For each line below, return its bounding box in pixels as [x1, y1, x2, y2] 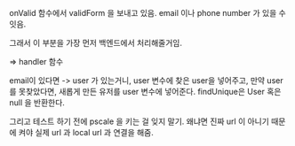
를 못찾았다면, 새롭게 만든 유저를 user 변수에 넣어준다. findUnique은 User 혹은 [9, 87, 282, 96]
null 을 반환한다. [9, 97, 65, 108]
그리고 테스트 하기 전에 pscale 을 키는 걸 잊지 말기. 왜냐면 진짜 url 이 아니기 [9, 116, 269, 127]
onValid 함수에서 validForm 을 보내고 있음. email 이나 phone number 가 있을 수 [9, 8, 286, 18]
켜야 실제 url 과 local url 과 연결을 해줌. [18, 127, 154, 137]
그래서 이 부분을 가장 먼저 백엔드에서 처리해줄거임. [9, 38, 183, 48]
